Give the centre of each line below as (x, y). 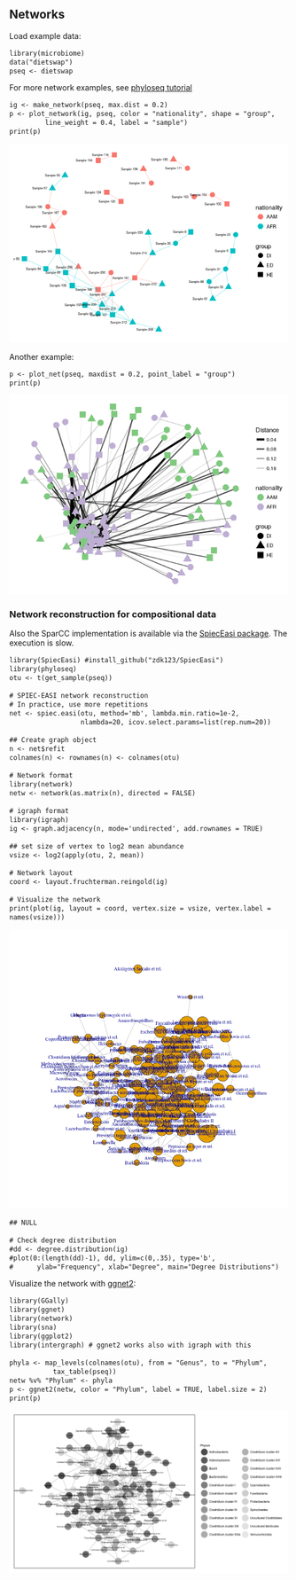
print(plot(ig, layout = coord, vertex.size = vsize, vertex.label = (140, 909)
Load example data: (45, 35)
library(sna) (33, 1328)
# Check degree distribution (63, 1240)
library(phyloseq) (43, 669)
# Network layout (41, 873)
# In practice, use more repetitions (79, 705)
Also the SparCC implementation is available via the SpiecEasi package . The (148, 634)
